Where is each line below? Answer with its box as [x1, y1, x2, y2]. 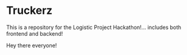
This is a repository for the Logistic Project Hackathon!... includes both [6, 24, 182, 31]
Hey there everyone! [6, 42, 57, 49]
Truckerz [6, 4, 53, 18]
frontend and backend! [6, 30, 63, 37]
